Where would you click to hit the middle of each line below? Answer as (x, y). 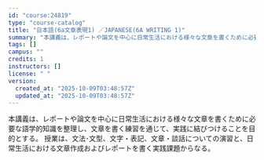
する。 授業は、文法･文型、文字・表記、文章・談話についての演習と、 (134, 139)
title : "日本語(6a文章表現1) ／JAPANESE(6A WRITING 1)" (97, 30)
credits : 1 (26, 60)
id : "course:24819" (40, 15)
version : (22, 81)
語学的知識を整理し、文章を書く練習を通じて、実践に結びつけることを (135, 129)
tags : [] (22, 45)
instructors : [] (35, 67)
